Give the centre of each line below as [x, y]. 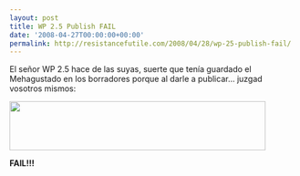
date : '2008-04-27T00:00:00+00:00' [77, 35]
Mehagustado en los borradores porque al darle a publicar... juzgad [136, 79]
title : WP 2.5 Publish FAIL [63, 26]
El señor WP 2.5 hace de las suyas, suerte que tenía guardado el [131, 69]
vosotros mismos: [43, 88]
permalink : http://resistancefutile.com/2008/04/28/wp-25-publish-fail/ [150, 43]
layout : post [34, 18]
